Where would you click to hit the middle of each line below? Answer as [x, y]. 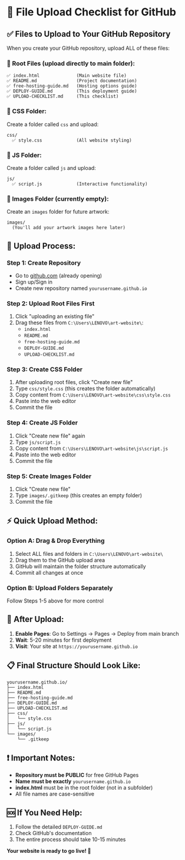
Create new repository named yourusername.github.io [81, 288]
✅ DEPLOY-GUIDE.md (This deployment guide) [72, 91]
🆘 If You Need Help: [44, 812]
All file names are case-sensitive [55, 794]
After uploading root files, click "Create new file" [74, 382]
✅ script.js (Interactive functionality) [80, 184]
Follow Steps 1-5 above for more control [55, 601]
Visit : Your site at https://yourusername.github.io [76, 646]
